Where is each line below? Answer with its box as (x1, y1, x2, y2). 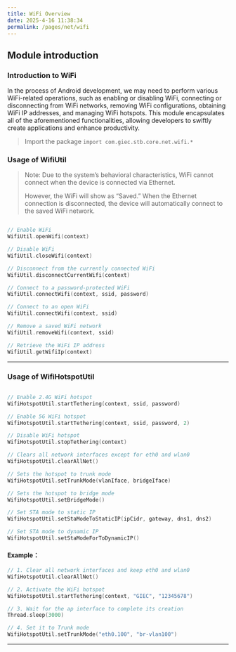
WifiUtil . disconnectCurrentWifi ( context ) (7, 271, 131, 278)
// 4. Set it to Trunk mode (7, 625, 90, 632)
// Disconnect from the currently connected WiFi (7, 265, 156, 272)
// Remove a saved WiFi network (7, 322, 102, 330)
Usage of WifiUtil (7, 155, 67, 164)
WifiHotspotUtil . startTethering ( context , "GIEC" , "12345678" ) (7, 592, 193, 599)
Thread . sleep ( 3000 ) (7, 612, 65, 619)
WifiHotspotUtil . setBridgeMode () (7, 496, 105, 503)
